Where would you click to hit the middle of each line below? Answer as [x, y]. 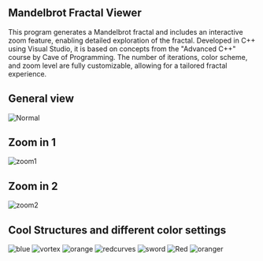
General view [41, 99]
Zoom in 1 [32, 142]
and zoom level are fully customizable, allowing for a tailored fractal [118, 65]
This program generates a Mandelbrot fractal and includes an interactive [126, 32]
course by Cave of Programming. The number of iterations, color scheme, [128, 57]
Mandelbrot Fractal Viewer [75, 13]
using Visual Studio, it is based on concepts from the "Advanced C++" [122, 48]
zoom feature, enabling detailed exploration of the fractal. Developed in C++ [132, 40]
